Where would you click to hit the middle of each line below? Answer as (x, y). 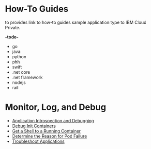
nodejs (19, 82)
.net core (21, 72)
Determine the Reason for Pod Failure (49, 136)
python (19, 56)
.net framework (27, 77)
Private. (13, 27)
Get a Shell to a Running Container (46, 131)
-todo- (12, 37)
